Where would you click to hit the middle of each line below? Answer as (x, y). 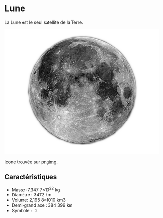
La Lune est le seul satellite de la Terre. (44, 22)
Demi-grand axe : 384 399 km (42, 205)
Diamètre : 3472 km (32, 195)
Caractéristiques (31, 177)
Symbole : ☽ (24, 211)
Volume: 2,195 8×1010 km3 (38, 200)
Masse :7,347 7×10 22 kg (36, 189)
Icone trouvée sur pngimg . (31, 162)
